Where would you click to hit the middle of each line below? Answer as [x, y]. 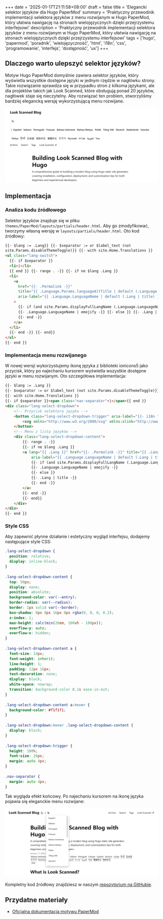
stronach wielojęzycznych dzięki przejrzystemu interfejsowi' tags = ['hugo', [80, 38]
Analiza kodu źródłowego [36, 210]
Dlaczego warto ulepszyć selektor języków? [73, 63]
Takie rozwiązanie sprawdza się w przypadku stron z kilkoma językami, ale [80, 85]
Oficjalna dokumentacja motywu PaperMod [55, 912]
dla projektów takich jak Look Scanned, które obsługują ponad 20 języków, [80, 91]
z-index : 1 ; [22, 618]
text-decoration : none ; [33, 674]
